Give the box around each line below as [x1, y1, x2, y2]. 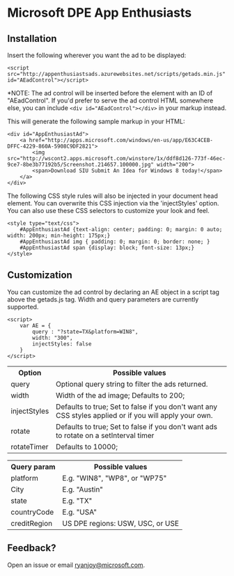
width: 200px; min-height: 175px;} [7, 232, 111, 239]
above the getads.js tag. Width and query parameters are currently [7, 295, 199, 304]
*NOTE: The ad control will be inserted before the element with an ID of [7, 89, 213, 97]
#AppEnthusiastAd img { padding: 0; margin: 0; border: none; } [19, 238, 210, 245]
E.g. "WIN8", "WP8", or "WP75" [62, 473, 167, 483]
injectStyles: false [32, 340, 92, 348]
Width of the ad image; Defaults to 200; [55, 390, 185, 400]
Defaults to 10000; [55, 442, 118, 451]
